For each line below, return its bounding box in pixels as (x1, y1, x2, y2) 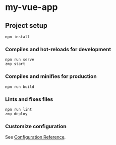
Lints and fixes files (5, 96, 54, 103)
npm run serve (5, 57, 35, 62)
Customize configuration (5, 123, 67, 130)
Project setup (5, 21, 48, 30)
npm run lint (5, 107, 32, 112)
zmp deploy (5, 111, 28, 116)
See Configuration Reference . (5, 134, 66, 140)
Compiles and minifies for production (5, 73, 97, 80)
